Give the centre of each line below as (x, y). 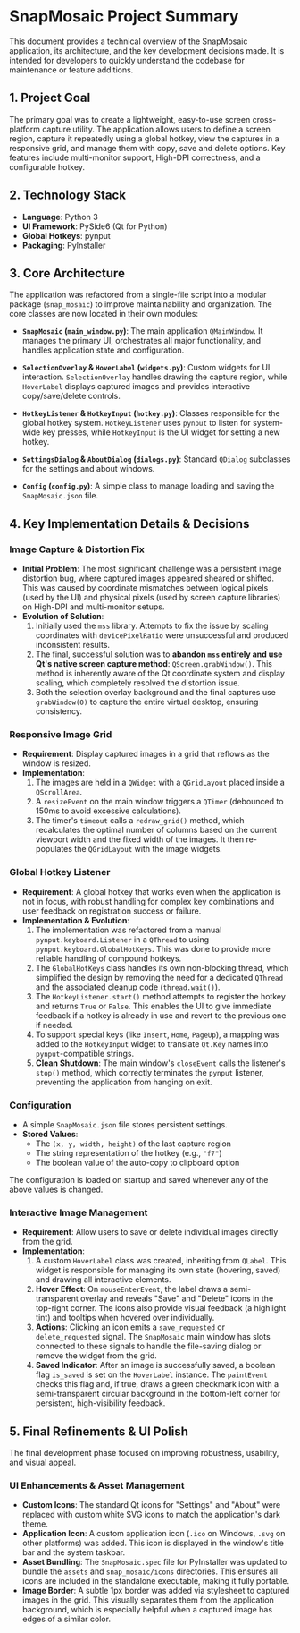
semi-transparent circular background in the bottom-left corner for (158, 1394)
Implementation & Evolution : (75, 920)
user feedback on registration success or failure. (112, 911)
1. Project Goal (50, 98)
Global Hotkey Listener (60, 872)
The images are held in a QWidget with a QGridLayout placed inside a (160, 782)
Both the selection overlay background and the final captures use (156, 693)
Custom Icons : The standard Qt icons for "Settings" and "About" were (151, 1505)
